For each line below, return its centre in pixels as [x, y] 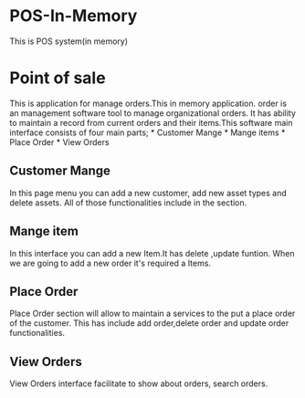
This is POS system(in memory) [69, 41]
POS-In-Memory [74, 16]
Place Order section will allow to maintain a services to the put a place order [152, 314]
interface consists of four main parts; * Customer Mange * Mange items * [147, 132]
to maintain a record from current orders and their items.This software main [151, 122]
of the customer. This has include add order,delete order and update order [149, 323]
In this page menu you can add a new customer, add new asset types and [148, 193]
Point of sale [58, 78]
